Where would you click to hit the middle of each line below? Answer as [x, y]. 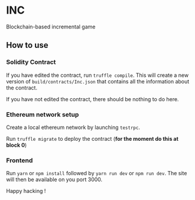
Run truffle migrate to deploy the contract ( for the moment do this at [92, 138]
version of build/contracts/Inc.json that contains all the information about [98, 81]
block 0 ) [17, 145]
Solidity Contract [31, 62]
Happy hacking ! [26, 191]
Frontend [19, 160]
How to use [27, 45]
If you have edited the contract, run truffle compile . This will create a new [97, 75]
